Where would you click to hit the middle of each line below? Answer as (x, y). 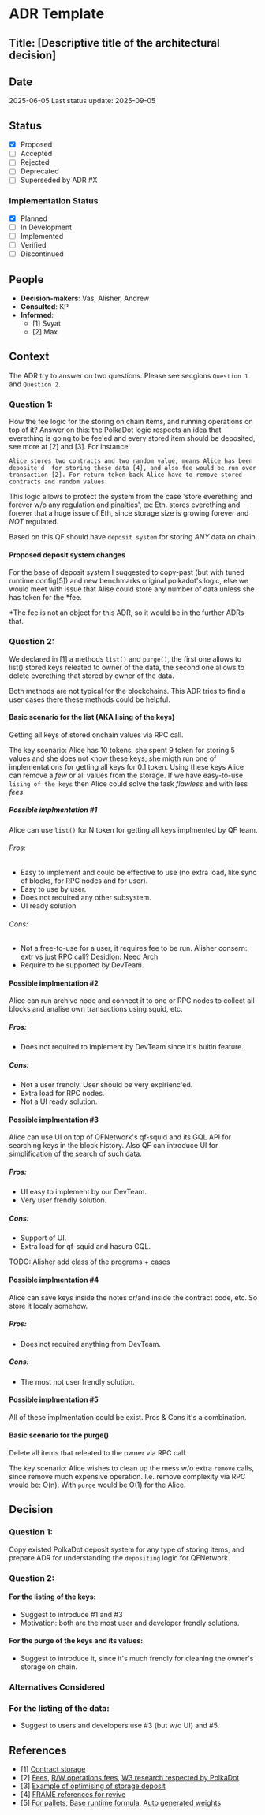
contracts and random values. (59, 482)
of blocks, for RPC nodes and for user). (84, 881)
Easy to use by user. (53, 889)
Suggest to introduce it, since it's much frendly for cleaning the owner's (137, 1658)
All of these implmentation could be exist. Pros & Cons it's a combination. (128, 1417)
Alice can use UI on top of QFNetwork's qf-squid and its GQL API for (120, 1137)
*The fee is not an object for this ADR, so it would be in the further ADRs (127, 613)
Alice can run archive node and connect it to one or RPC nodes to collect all (132, 1001)
